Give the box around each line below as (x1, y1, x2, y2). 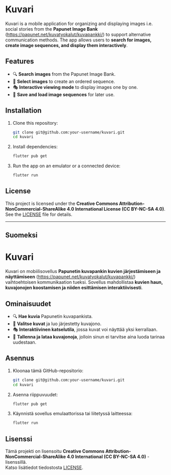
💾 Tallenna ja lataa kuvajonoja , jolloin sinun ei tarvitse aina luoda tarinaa (12, 334, 165, 340)
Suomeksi (5, 231, 38, 240)
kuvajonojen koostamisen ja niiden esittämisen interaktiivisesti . (5, 285, 143, 291)
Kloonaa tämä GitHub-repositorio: (12, 367, 84, 374)
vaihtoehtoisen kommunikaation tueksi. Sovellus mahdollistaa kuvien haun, (5, 279, 163, 285)
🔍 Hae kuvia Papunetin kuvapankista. (12, 313, 93, 320)
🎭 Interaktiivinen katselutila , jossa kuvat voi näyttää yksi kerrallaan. (12, 326, 158, 333)
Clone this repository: (12, 120, 58, 126)
